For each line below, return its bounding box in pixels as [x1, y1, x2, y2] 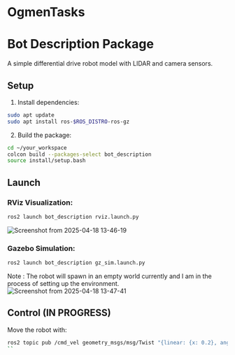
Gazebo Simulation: [7, 243, 76, 253]
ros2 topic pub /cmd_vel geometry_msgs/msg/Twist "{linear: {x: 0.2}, [7, 339, 218, 346]
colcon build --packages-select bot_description [7, 151, 152, 158]
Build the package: [17, 131, 72, 139]
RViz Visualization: [7, 197, 73, 207]
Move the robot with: [7, 326, 68, 334]
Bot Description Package [7, 36, 154, 52]
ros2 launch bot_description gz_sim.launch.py [7, 259, 145, 266]
